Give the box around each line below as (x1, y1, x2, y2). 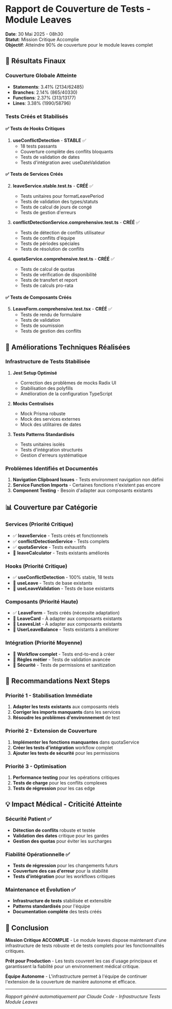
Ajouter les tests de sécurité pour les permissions (12, 750, 120, 756)
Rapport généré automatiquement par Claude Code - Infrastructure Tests (5, 994, 161, 1000)
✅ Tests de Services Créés (5, 171, 63, 177)
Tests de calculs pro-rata (20, 282, 73, 289)
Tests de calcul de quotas (20, 266, 75, 272)
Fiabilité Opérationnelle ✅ (5, 851, 71, 858)
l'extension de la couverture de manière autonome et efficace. (5, 979, 137, 985)
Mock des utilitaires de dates (20, 421, 81, 427)
